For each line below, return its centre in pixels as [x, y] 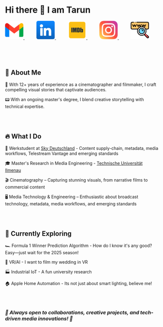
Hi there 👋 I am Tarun [48, 10]
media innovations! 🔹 [47, 319]
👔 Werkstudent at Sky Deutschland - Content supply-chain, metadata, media [82, 148]
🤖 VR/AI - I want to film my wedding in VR [46, 262]
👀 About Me [23, 73]
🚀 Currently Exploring [38, 234]
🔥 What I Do [23, 136]
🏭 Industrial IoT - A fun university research [48, 272]
